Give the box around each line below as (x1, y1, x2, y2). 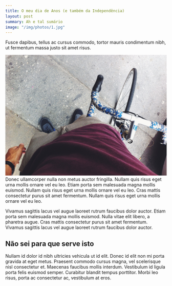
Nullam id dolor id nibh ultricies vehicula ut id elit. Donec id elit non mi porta (5, 253, 165, 259)
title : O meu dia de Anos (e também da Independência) (5, 8, 125, 13)
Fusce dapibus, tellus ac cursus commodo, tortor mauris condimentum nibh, (5, 39, 166, 46)
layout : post (5, 13, 33, 19)
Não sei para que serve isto (5, 239, 94, 248)
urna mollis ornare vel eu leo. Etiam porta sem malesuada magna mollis (5, 182, 156, 188)
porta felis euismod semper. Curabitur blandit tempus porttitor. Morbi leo (5, 270, 159, 276)
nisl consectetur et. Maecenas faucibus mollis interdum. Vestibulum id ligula (5, 264, 165, 270)
